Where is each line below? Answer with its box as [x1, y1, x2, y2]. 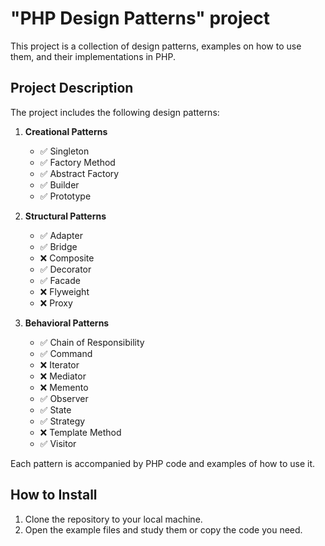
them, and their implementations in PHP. [10, 50, 176, 62]
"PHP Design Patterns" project [10, 7, 270, 30]
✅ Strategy [39, 415, 86, 427]
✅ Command [39, 347, 93, 359]
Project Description [10, 80, 134, 97]
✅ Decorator [39, 263, 92, 275]
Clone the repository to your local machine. [24, 513, 203, 525]
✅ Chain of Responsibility [39, 336, 145, 348]
